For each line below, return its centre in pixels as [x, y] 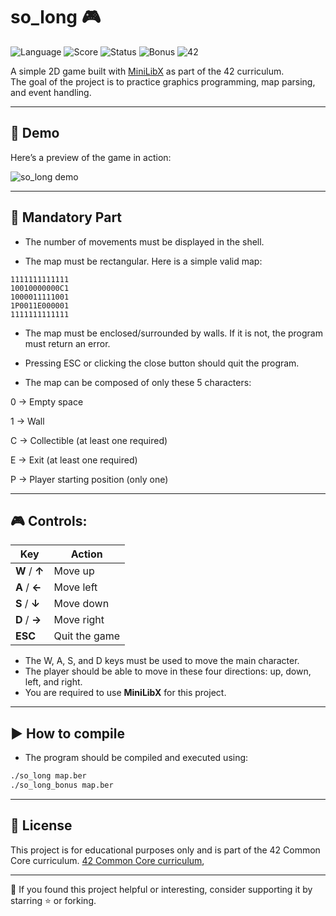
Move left [75, 587]
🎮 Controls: [49, 520]
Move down [81, 604]
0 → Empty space [47, 401]
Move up [74, 571]
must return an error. [67, 343]
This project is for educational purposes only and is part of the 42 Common [165, 850]
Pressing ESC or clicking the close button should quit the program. [162, 363]
